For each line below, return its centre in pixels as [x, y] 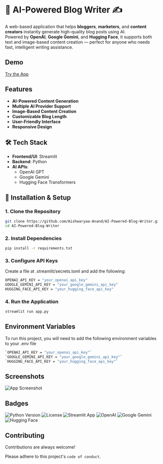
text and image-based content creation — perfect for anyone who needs [78, 42]
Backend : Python [29, 162]
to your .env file [21, 343]
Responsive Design [32, 126]
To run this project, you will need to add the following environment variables [81, 338]
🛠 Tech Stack [26, 142]
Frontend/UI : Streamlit [34, 156]
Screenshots [25, 376]
